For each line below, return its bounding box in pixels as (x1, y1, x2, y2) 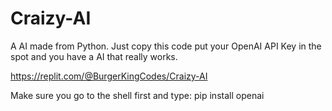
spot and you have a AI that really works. (10, 50, 178, 62)
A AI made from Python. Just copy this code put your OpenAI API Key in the (10, 40, 322, 52)
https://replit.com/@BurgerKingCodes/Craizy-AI (10, 70, 208, 82)
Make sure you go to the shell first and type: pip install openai (10, 89, 265, 101)
